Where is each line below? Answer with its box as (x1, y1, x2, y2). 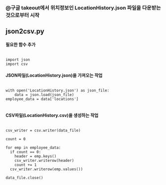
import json (5, 57, 30, 62)
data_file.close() (5, 175, 43, 180)
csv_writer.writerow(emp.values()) (10, 166, 83, 172)
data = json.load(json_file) (14, 92, 74, 97)
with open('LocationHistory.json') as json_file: (5, 88, 110, 93)
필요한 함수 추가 (5, 41, 36, 47)
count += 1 (14, 162, 37, 167)
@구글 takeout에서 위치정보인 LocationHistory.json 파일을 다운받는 (5, 4, 161, 11)
